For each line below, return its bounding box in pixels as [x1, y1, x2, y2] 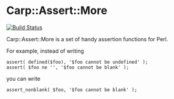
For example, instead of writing [6, 47, 84, 55]
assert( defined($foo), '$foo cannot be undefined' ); [6, 59, 148, 65]
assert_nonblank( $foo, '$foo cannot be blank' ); [6, 86, 137, 93]
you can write [6, 75, 41, 82]
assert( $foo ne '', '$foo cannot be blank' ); [6, 64, 130, 70]
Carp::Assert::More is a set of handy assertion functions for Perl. [6, 35, 169, 43]
